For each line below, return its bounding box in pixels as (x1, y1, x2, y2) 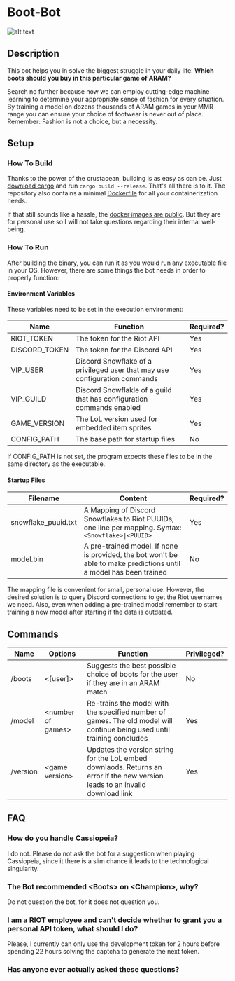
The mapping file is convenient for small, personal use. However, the (7, 586, 205, 594)
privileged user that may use (76, 365, 169, 375)
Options (48, 649, 76, 659)
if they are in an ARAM (86, 678, 160, 687)
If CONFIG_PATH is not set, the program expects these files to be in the (7, 452, 213, 460)
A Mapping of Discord (83, 505, 156, 515)
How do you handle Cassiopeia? (7, 833, 119, 843)
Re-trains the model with (86, 698, 169, 708)
